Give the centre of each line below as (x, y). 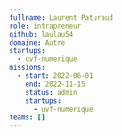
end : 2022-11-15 (56, 84)
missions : (28, 68)
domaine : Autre (37, 42)
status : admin (51, 92)
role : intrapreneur (45, 26)
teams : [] (28, 117)
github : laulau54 (41, 34)
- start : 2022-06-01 (55, 76)
